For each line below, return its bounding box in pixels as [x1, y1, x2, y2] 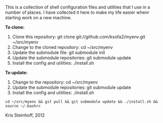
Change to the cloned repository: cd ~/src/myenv [12, 44, 113, 50]
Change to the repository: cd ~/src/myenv [12, 79, 98, 85]
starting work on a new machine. [5, 15, 72, 20]
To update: [5, 70, 28, 76]
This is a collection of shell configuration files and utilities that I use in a [5, 4, 151, 10]
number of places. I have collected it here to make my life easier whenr [5, 9, 150, 15]
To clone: [5, 24, 25, 30]
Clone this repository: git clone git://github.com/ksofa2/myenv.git [12, 34, 146, 40]
